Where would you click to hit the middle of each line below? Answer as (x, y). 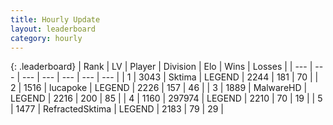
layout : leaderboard (53, 29)
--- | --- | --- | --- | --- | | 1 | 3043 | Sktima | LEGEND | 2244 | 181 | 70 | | (170, 77)
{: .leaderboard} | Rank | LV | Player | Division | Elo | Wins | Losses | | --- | (161, 67)
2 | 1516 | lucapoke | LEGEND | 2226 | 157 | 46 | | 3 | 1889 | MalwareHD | (159, 88)
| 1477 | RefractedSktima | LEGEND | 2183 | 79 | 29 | (117, 109)
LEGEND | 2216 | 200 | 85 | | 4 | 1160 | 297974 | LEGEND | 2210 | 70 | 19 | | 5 (166, 98)
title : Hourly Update (55, 19)
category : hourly (46, 38)
